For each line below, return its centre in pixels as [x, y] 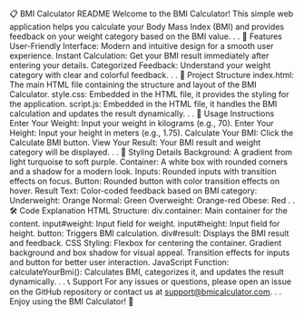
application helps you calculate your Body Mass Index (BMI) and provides [147, 27]
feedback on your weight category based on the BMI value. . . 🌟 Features [146, 36]
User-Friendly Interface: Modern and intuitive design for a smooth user [142, 46]
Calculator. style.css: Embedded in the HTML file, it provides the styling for [149, 94]
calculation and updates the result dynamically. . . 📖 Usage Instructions [142, 114]
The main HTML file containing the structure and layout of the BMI [133, 84]
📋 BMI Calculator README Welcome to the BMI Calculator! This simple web [152, 14]
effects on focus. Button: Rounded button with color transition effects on [145, 181]
